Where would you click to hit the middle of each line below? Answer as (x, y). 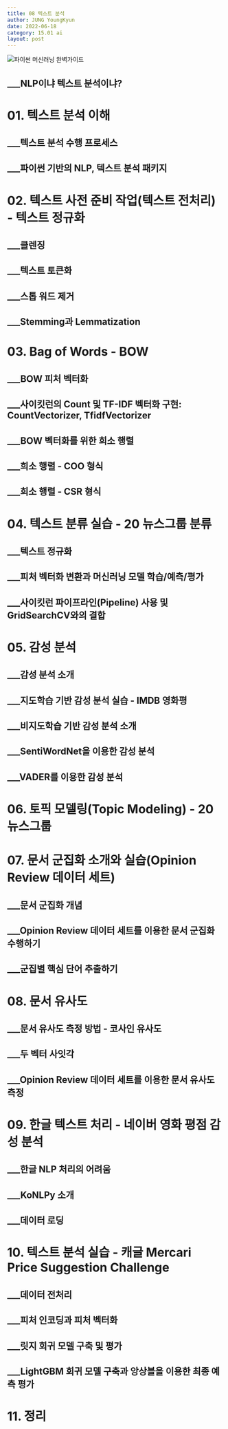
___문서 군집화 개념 (45, 905)
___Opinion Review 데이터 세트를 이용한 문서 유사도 (111, 1080)
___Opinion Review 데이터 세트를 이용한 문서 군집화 (111, 931)
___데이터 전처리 (39, 1294)
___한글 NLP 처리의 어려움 (59, 1169)
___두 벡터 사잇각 (41, 1054)
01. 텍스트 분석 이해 (59, 115)
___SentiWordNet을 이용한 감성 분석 (81, 752)
